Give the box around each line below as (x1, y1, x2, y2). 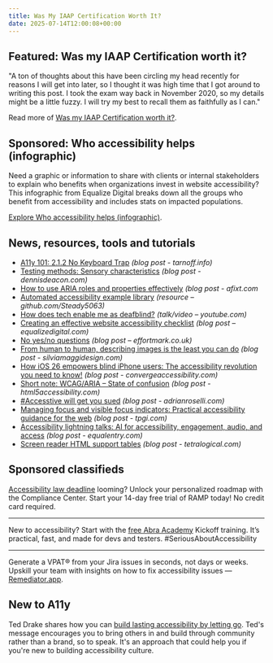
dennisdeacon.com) (19, 274, 88, 285)
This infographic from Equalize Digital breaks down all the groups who (8, 188, 244, 198)
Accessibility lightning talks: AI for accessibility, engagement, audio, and (19, 421, 262, 431)
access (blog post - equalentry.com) (19, 430, 144, 440)
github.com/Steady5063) (19, 300, 106, 310)
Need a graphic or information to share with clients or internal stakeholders (8, 171, 260, 181)
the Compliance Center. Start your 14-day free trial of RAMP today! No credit (8, 493, 265, 503)
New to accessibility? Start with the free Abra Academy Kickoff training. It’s (8, 525, 260, 534)
